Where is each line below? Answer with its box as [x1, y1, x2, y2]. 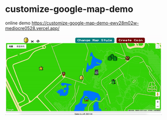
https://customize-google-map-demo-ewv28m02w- [31, 20, 139, 26]
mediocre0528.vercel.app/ [5, 25, 60, 31]
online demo [5, 20, 31, 26]
